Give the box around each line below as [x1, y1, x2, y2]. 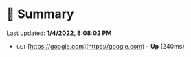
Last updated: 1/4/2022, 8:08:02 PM [6, 29, 112, 37]
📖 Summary [6, 6, 74, 22]
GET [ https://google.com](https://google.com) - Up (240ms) [16, 42, 185, 50]
